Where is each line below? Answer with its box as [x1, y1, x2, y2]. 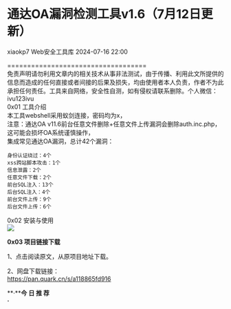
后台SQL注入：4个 [7, 189, 50, 195]
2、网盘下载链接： [7, 266, 60, 275]
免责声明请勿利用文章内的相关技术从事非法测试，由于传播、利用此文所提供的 [7, 70, 224, 78]
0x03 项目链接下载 [7, 237, 60, 246]
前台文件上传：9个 [7, 195, 52, 203]
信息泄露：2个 [7, 167, 41, 173]
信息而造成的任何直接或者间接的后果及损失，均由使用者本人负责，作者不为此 [7, 78, 224, 86]
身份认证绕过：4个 [7, 152, 52, 159]
